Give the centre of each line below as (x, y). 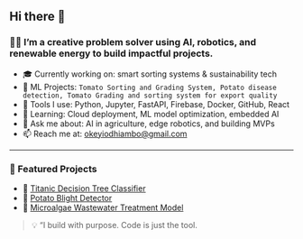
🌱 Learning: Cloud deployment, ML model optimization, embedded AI (151, 114)
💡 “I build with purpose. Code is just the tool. (115, 225)
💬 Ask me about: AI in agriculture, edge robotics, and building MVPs (148, 124)
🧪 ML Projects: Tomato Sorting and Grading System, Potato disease (149, 87)
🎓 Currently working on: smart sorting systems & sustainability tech (150, 74)
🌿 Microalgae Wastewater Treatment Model (103, 207)
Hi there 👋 (37, 17)
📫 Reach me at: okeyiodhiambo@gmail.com (105, 133)
